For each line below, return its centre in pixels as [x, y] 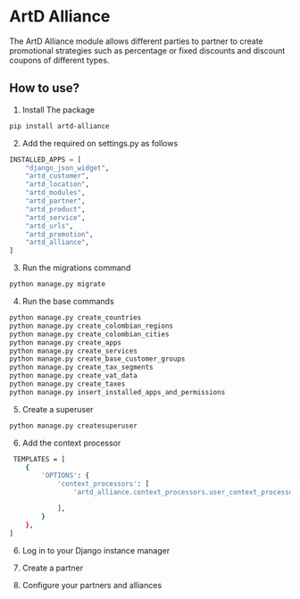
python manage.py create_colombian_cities [89, 334]
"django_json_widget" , [67, 168]
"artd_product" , [56, 209]
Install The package [58, 110]
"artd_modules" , [56, 193]
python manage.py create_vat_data [74, 376]
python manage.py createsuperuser [74, 426]
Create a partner [52, 568]
